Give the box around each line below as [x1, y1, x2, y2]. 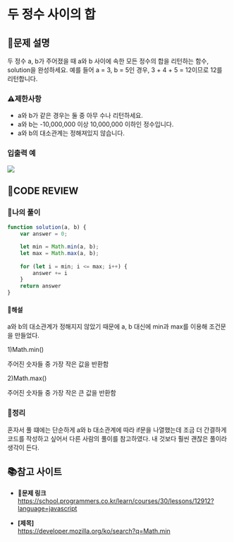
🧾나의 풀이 [7, 207, 41, 217]
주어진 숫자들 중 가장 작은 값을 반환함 [7, 360, 109, 368]
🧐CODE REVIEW [7, 184, 79, 196]
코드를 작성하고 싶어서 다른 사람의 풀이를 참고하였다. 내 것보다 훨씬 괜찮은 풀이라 [7, 434, 228, 442]
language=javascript [17, 505, 78, 513]
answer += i [32, 269, 68, 276]
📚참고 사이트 [7, 466, 62, 478]
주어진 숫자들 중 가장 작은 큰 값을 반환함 [7, 389, 116, 397]
